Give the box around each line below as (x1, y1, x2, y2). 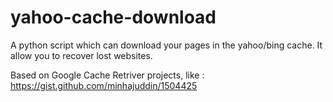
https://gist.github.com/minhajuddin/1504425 (10, 79, 198, 91)
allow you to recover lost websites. (10, 49, 153, 61)
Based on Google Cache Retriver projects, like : (10, 69, 205, 81)
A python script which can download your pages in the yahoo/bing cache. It (10, 39, 323, 51)
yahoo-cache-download (10, 6, 217, 29)
